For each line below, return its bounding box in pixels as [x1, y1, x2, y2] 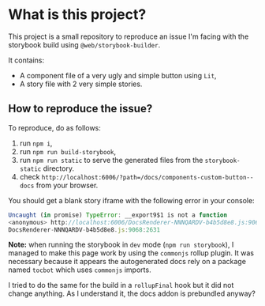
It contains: [8, 55, 45, 65]
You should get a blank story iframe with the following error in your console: [8, 195, 255, 205]
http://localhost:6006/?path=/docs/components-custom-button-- [41, 173, 254, 181]
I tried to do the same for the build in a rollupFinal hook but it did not [8, 281, 234, 290]
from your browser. [35, 180, 99, 190]
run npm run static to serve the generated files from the [19, 155, 203, 164]
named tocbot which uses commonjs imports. [8, 265, 151, 274]
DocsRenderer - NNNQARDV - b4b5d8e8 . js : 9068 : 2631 [8, 225, 160, 234]
